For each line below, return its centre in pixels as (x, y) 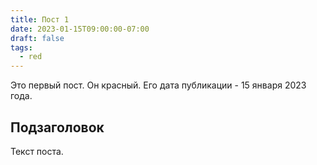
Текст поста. (37, 151)
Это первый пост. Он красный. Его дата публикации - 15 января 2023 (158, 85)
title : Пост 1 (40, 19)
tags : (21, 47)
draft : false (37, 38)
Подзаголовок (57, 127)
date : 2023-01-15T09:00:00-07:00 (80, 29)
